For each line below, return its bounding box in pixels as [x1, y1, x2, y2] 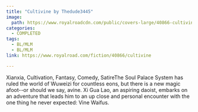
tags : [6, 36, 19, 42]
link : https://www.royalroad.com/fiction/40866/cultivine [6, 52, 151, 58]
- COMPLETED [11, 31, 41, 37]
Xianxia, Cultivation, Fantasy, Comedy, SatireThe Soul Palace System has [6, 74, 184, 81]
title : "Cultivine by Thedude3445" [6, 8, 94, 15]
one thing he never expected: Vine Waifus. [6, 98, 110, 106]
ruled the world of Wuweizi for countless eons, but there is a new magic [6, 80, 181, 87]
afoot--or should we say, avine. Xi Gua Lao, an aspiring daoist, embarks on [6, 86, 188, 93]
